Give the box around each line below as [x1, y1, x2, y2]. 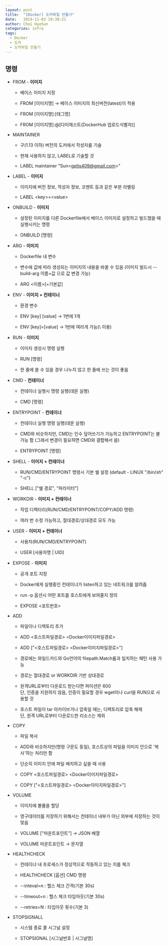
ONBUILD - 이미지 [12, 204, 49, 210]
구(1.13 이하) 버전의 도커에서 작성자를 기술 [20, 142, 102, 148]
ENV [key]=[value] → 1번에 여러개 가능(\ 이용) [20, 324, 112, 330]
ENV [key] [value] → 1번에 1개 [20, 313, 80, 320]
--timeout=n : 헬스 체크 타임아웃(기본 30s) [20, 894, 105, 900]
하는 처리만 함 [25, 750, 53, 756]
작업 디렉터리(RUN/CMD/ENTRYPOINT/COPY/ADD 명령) [20, 507, 134, 513]
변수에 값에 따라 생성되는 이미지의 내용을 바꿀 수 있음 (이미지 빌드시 [20, 264, 152, 270]
